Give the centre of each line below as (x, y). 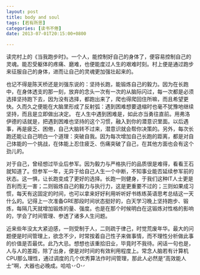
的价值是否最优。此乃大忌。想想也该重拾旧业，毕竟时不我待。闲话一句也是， (100, 243)
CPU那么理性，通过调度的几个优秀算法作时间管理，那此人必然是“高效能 (94, 258)
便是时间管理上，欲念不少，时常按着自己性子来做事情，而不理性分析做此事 (102, 236)
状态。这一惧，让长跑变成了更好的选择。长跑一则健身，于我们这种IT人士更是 (100, 179)
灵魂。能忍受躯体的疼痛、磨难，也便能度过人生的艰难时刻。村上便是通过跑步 (100, 64)
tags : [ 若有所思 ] (26, 23)
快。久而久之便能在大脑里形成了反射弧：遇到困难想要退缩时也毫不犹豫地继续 (100, 107)
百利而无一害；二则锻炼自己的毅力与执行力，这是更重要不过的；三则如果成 (97, 186)
